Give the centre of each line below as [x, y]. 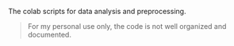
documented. [49, 35]
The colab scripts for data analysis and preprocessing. [97, 11]
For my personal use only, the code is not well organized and [127, 26]
